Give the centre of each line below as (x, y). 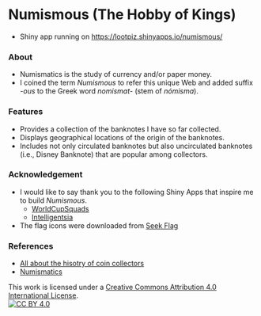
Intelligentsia (52, 217)
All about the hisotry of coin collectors (82, 264)
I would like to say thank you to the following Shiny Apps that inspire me (136, 192)
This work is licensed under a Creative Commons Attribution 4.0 (113, 287)
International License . (43, 295)
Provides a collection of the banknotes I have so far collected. (120, 129)
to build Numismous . (53, 200)
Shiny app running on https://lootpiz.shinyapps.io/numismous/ (121, 36)
